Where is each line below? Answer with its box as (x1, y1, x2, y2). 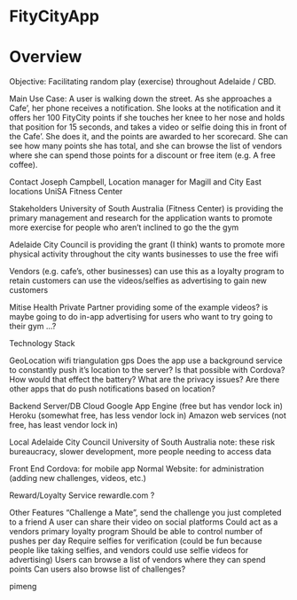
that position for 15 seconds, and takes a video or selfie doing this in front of (9, 122, 287, 132)
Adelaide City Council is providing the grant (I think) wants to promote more (9, 240, 285, 250)
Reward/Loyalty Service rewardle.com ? (9, 490, 155, 501)
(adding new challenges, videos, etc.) (9, 473, 146, 484)
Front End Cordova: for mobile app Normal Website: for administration (9, 463, 264, 474)
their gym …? (9, 321, 57, 332)
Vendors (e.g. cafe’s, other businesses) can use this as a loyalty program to (9, 266, 285, 277)
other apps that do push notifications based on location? (9, 383, 215, 394)
